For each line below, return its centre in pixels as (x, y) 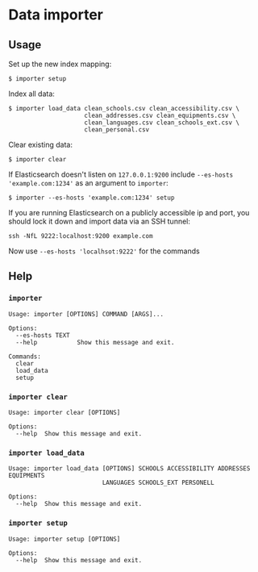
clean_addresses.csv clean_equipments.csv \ (160, 115)
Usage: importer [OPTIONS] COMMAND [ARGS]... (86, 314)
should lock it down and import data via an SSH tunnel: (100, 221)
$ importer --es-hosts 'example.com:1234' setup (92, 198)
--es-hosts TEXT (43, 335)
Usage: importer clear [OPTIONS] (64, 412)
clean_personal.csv (117, 130)
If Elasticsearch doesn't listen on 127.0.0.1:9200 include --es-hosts (121, 174)
